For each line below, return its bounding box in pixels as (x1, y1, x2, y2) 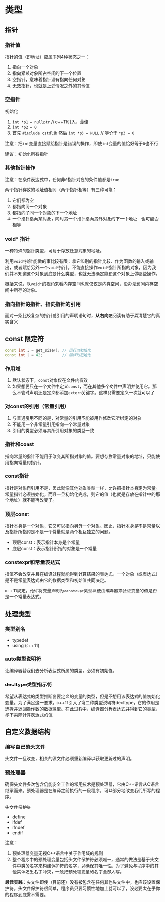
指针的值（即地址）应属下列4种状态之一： (5, 54, 90, 60)
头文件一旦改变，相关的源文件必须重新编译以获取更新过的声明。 (5, 756, 134, 762)
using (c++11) (12, 643, 40, 649)
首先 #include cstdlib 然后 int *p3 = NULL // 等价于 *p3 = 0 (12, 130, 135, 136)
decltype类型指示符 (5, 681, 53, 688)
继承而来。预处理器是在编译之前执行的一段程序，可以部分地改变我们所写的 (5, 787, 156, 793)
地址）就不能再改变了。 (9, 497, 57, 503)
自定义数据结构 (5, 728, 51, 736)
